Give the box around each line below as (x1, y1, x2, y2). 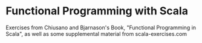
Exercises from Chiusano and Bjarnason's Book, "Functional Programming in (5, 24, 197, 31)
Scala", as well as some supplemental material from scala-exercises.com (5, 30, 187, 37)
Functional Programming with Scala (5, 4, 189, 18)
